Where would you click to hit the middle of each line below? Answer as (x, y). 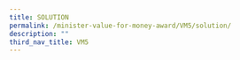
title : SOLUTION (39, 17)
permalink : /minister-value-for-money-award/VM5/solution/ (120, 26)
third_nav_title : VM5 (49, 42)
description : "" (39, 34)
